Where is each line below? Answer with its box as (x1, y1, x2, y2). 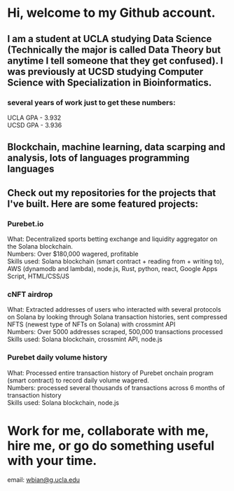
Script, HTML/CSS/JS (7, 272, 70, 280)
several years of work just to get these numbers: (7, 97, 176, 107)
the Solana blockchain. (7, 242, 74, 250)
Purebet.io (7, 219, 44, 228)
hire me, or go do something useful (7, 438, 215, 453)
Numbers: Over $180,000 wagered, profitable (7, 249, 139, 258)
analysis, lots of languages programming (7, 152, 190, 164)
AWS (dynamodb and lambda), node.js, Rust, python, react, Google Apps (7, 264, 218, 272)
